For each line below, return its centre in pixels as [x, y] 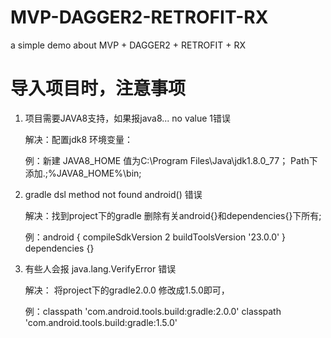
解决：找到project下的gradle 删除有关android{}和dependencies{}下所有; [173, 215]
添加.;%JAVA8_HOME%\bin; [83, 173]
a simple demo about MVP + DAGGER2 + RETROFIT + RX [128, 45]
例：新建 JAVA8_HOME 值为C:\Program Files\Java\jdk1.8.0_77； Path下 [171, 160]
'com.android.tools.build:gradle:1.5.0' [101, 322]
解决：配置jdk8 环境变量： [79, 139]
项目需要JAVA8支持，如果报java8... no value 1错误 [128, 118]
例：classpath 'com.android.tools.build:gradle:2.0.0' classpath [153, 311]
